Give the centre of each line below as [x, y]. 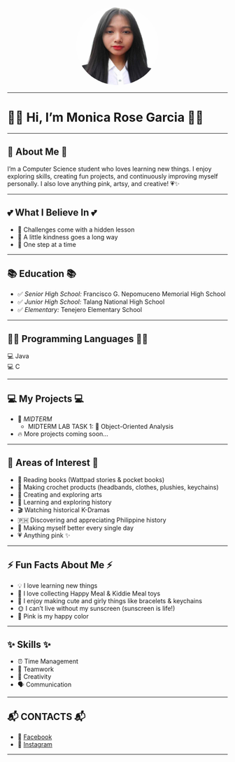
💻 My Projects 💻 [45, 398]
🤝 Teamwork [36, 669]
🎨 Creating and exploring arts [60, 494]
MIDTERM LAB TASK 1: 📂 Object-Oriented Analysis [100, 426]
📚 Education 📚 [42, 273]
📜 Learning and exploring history [64, 502]
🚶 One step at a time [47, 244]
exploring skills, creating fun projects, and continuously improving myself [113, 176]
